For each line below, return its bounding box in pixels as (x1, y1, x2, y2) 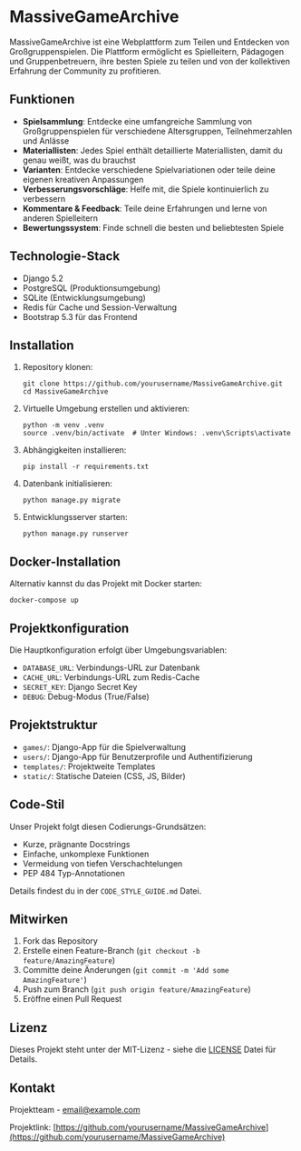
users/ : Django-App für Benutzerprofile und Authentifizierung (22, 751, 253, 762)
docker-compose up (9, 596, 79, 606)
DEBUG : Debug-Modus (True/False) (22, 691, 150, 702)
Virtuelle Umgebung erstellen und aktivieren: (22, 403, 190, 415)
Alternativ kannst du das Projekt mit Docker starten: (9, 578, 202, 589)
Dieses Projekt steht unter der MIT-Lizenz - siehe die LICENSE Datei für (9, 1044, 277, 1056)
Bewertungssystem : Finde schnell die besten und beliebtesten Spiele (22, 222, 284, 233)
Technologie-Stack (9, 248, 121, 265)
